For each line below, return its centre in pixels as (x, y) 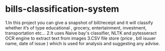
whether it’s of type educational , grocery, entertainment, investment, (76, 27)
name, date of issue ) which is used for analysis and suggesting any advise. (82, 43)
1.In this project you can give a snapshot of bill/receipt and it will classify (79, 23)
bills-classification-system (62, 9)
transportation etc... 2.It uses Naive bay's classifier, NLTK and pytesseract (81, 33)
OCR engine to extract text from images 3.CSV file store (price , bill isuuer (81, 38)
